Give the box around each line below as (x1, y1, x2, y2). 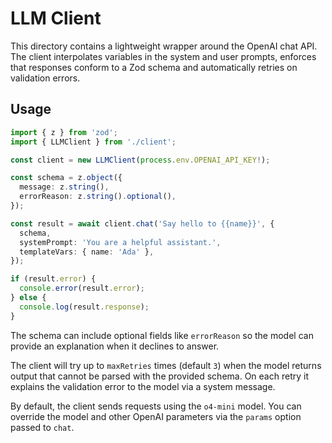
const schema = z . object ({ (10, 173, 123, 183)
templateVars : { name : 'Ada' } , (19, 247, 155, 257)
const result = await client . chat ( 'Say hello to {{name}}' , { (10, 218, 275, 229)
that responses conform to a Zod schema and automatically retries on (10, 61, 298, 73)
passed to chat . (10, 421, 75, 433)
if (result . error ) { (10, 274, 97, 284)
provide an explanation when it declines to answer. (10, 340, 220, 352)
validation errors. (10, 72, 81, 84)
